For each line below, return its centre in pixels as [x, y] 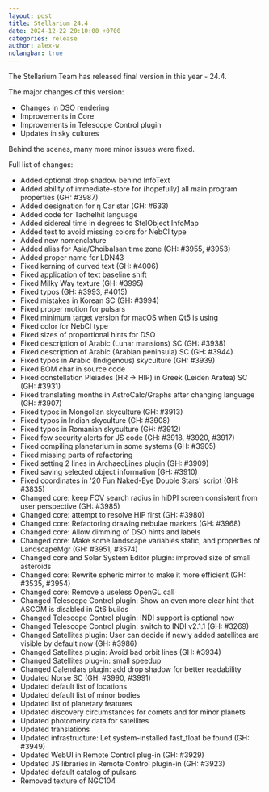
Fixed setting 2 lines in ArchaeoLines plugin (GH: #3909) [114, 463]
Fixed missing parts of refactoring [76, 455]
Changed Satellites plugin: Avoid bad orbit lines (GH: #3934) [121, 652]
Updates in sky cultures [59, 133]
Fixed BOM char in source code [73, 369]
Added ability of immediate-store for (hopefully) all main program [128, 189]
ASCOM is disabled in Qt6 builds [74, 609]
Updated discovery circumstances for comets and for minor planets [133, 712]
